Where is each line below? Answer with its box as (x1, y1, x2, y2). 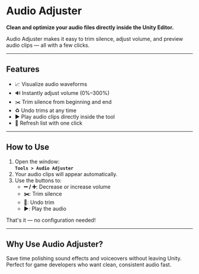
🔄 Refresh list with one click (14, 119, 83, 126)
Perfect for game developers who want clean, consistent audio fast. (6, 261, 172, 268)
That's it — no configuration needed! (6, 216, 96, 224)
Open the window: (14, 158, 60, 165)
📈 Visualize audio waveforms (14, 80, 88, 87)
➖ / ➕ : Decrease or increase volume (23, 183, 111, 190)
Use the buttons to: (14, 177, 62, 184)
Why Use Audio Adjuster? (6, 239, 104, 249)
